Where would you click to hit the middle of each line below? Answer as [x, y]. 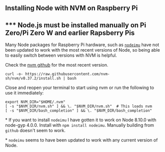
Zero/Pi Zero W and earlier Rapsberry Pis [70, 33]
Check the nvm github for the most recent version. [57, 65]
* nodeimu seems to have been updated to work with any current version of [82, 140]
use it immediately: [24, 93]
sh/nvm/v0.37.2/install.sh [33, 78]
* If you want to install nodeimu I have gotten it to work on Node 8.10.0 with [81, 120]
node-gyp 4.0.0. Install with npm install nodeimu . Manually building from [80, 125]
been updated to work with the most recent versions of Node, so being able [82, 50]
